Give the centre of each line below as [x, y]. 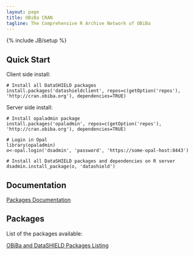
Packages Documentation [39, 200]
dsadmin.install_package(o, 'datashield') [61, 167]
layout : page [23, 12]
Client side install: [28, 74]
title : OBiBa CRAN [29, 18]
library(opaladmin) [31, 145]
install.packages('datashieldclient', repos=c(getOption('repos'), [94, 91]
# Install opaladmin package [43, 119]
